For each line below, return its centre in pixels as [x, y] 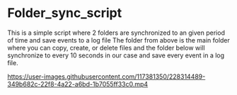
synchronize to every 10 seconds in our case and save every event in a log [116, 55]
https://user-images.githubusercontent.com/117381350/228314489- [106, 77]
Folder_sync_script [65, 13]
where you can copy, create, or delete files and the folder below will [106, 47]
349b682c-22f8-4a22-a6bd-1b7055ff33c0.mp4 [78, 84]
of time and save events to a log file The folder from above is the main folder [118, 40]
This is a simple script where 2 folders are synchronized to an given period [116, 33]
